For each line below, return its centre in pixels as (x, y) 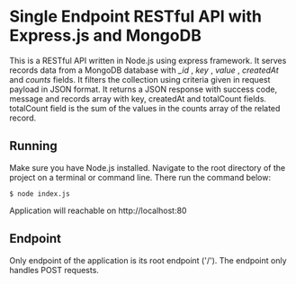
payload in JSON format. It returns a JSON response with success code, (143, 89)
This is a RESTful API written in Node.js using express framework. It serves (148, 60)
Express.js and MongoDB (106, 35)
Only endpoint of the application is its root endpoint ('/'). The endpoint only (148, 260)
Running (34, 146)
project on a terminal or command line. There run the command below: (140, 177)
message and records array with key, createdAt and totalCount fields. (138, 98)
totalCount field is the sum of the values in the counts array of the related (145, 108)
